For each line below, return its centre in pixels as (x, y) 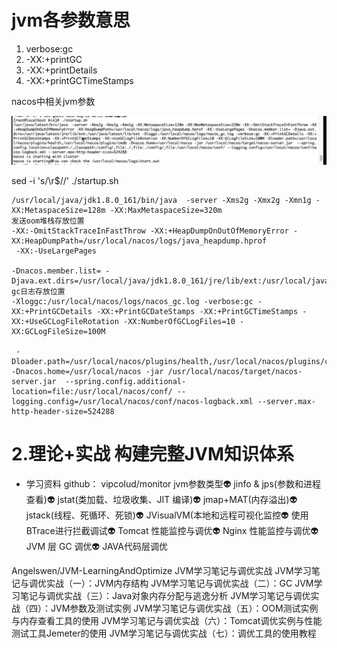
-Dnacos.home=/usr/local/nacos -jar (87, 371)
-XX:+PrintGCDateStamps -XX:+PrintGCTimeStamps (197, 311)
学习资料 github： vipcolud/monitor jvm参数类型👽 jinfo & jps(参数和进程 (173, 483)
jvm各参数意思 (71, 20)
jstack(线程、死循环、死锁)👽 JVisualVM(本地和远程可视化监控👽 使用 (167, 515)
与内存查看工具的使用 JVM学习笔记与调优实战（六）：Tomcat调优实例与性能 (167, 620)
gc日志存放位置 (38, 291)
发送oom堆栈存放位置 (48, 221)
